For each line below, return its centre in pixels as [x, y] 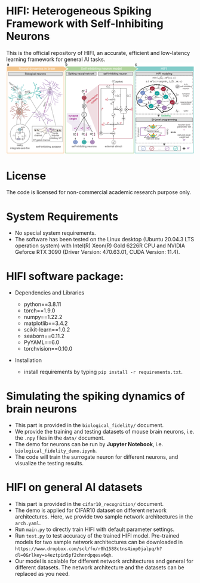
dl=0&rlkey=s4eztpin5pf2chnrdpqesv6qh [63, 556]
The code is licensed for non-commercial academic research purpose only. [99, 192]
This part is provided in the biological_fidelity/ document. [89, 425]
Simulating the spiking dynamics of [96, 396]
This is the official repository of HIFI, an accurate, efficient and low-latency [98, 53]
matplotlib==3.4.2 [46, 323]
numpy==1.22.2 [43, 317]
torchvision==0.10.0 [48, 349]
